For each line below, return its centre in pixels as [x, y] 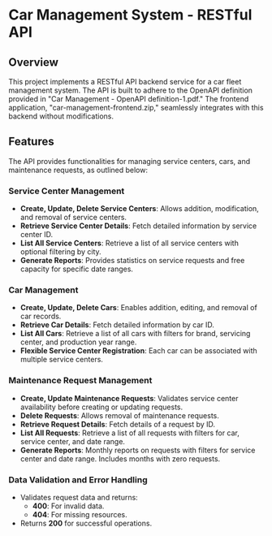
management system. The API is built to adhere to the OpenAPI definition [131, 90]
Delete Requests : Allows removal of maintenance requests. [119, 415]
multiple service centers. [62, 360]
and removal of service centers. [73, 218]
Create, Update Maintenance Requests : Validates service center [129, 398]
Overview [34, 62]
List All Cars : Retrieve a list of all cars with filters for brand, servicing [135, 334]
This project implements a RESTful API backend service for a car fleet [125, 82]
